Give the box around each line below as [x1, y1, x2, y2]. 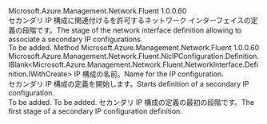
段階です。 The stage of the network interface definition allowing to [22, 25, 242, 35]
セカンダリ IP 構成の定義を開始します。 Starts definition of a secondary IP [8, 79, 249, 88]
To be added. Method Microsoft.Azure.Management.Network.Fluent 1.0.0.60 [8, 43, 260, 52]
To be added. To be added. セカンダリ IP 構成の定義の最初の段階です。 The [8, 98, 255, 107]
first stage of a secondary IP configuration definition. [8, 107, 182, 116]
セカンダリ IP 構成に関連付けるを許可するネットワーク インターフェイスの [8, 16, 252, 25]
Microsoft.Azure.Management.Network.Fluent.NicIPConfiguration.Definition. [8, 52, 260, 60]
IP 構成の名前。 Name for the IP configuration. [74, 69, 224, 79]
